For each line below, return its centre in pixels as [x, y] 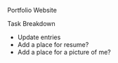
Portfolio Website [32, 10]
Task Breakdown [32, 23]
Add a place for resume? [53, 44]
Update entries [39, 37]
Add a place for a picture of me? [64, 52]
